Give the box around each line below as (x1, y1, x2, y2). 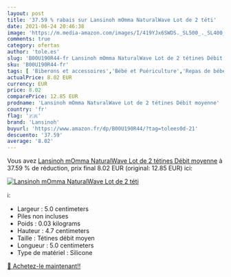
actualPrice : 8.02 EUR (7, 74, 72, 81)
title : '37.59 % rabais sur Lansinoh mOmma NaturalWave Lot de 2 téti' (7, 16, 217, 23)
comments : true (7, 36, 51, 43)
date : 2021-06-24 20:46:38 (7, 23, 85, 30)
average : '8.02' (7, 138, 54, 145)
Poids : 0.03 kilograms (16, 219, 81, 228)
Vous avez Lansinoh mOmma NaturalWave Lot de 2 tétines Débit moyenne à (7, 157, 223, 165)
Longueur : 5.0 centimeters (16, 241, 94, 250)
